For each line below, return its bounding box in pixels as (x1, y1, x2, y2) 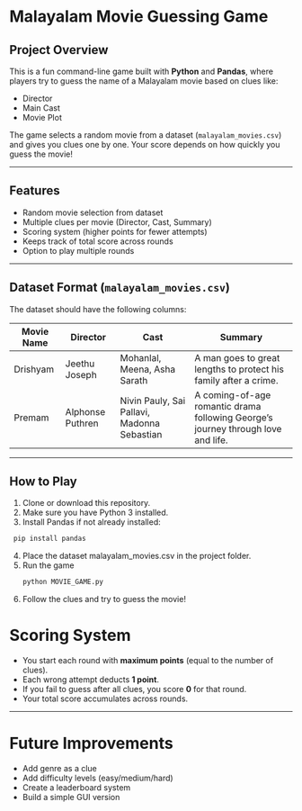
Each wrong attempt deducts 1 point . (22, 674, 160, 685)
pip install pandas (13, 534, 87, 544)
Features (9, 183, 60, 199)
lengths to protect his (194, 363, 285, 375)
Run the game (22, 560, 75, 571)
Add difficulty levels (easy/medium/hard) (22, 772, 173, 784)
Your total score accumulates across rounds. (22, 693, 189, 704)
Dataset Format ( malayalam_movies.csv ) (9, 280, 231, 295)
